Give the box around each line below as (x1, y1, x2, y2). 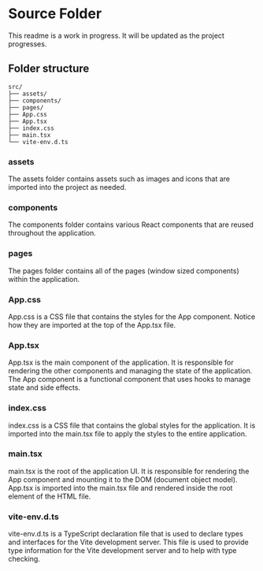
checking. (8, 554, 41, 564)
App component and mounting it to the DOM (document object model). (8, 474, 238, 484)
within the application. (8, 274, 80, 284)
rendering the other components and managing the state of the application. (8, 366, 253, 376)
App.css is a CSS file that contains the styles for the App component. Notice (8, 312, 256, 321)
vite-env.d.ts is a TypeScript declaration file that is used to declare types (8, 529, 244, 539)
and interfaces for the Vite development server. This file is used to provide (8, 537, 250, 547)
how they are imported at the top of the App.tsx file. (8, 320, 176, 329)
